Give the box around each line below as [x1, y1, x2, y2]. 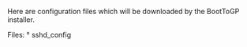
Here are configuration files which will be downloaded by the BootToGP [7, 7, 240, 16]
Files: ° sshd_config [7, 31, 72, 39]
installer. [7, 15, 35, 24]
